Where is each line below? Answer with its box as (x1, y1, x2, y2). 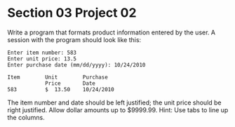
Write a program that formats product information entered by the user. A (7, 28, 216, 36)
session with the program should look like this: (7, 35, 142, 44)
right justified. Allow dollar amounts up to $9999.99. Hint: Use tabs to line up (7, 105, 229, 114)
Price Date (44, 79, 96, 87)
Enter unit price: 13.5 (7, 55, 77, 62)
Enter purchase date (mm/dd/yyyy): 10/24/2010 (7, 61, 146, 68)
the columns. (7, 113, 45, 121)
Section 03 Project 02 (7, 5, 137, 21)
